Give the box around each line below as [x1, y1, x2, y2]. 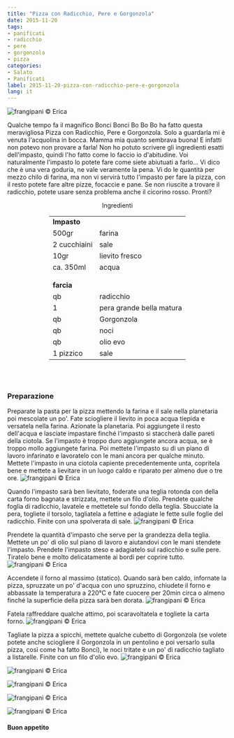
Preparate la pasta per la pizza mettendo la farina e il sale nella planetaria [7, 407, 219, 416]
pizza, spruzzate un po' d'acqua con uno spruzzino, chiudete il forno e [7, 581, 211, 590]
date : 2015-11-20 [7, 17, 58, 24]
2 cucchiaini [52, 240, 93, 249]
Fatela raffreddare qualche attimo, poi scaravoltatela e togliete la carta [7, 609, 210, 618]
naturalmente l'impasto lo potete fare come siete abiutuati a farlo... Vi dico [7, 158, 220, 166]
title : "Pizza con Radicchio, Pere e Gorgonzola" [7, 10, 155, 17]
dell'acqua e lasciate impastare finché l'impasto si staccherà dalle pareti [7, 429, 215, 437]
